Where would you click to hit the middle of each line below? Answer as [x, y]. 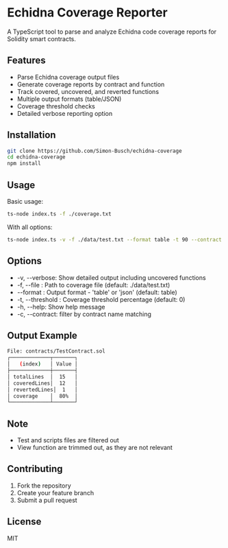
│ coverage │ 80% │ [42, 396]
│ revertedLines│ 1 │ [42, 390]
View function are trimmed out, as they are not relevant [95, 448]
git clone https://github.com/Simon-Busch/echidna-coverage [95, 151]
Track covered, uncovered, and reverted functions [88, 91]
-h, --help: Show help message [61, 307]
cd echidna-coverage [37, 157]
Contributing [35, 469]
